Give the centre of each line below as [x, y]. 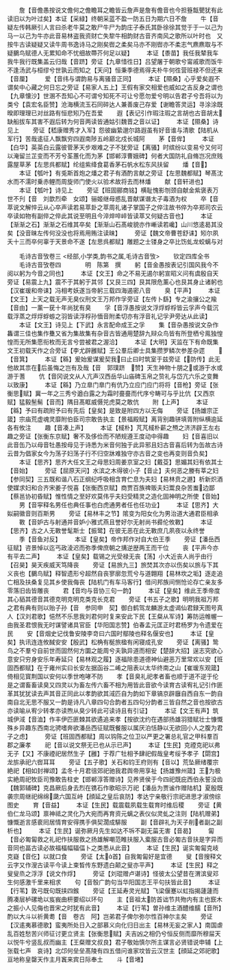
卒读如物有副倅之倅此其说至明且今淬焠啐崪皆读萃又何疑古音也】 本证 [110, 216]
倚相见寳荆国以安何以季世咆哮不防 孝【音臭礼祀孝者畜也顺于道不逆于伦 [113, 676]
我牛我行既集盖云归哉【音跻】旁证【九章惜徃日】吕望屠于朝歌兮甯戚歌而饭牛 [115, 61]
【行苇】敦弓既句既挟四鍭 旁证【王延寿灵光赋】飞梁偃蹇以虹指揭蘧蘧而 [113, 891]
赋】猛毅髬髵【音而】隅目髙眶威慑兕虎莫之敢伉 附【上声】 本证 [108, 402]
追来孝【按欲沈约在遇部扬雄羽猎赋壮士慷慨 [163, 719]
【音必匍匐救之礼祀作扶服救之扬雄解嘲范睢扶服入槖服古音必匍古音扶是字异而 [115, 839]
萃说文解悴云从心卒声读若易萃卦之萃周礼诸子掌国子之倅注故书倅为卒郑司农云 [115, 207]
